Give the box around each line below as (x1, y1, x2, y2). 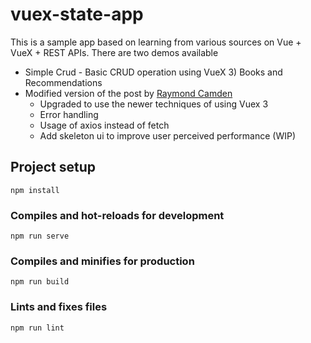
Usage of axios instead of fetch (39, 119, 170, 131)
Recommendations (24, 76, 103, 88)
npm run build (10, 277, 70, 287)
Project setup (10, 159, 97, 176)
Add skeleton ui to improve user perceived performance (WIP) (39, 129, 297, 142)
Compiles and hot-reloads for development (10, 208, 225, 222)
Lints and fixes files (10, 300, 108, 314)
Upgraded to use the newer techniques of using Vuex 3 (39, 98, 269, 110)
